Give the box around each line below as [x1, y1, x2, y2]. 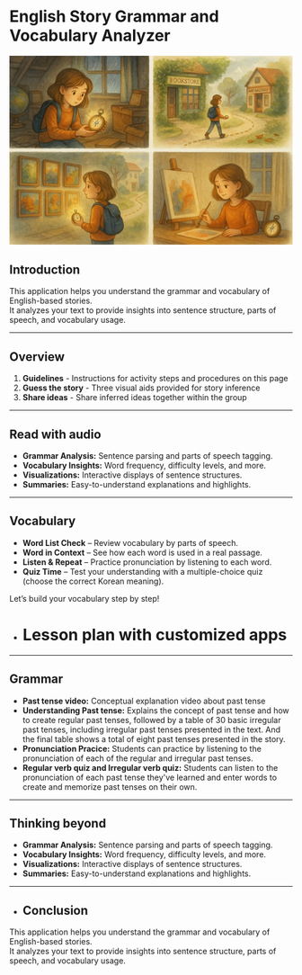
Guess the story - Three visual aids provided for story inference [22, 382, 261, 393]
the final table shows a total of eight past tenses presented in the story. [22, 733, 286, 744]
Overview [9, 349, 66, 364]
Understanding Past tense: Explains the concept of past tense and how [22, 704, 289, 716]
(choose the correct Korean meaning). [22, 576, 164, 586]
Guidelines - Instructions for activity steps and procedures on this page [22, 373, 289, 384]
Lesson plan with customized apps [22, 625, 288, 645]
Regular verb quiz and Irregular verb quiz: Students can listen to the [22, 762, 279, 773]
